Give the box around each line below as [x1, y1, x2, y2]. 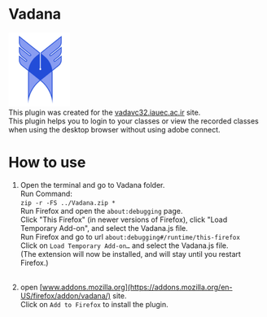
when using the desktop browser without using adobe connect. [8, 124, 221, 134]
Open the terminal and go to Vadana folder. [20, 180, 165, 189]
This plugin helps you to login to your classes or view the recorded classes [8, 115, 259, 126]
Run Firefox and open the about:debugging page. [20, 206, 183, 215]
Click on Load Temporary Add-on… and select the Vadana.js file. [20, 241, 229, 250]
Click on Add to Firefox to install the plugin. [20, 299, 169, 309]
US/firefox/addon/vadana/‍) [20, 290, 112, 301]
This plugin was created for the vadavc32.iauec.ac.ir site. [8, 107, 201, 117]
